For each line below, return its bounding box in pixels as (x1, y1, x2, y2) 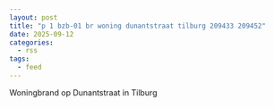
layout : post (9, 12, 58, 22)
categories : (9, 37, 54, 47)
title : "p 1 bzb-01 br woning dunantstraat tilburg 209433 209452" (9, 21, 267, 30)
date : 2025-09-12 (9, 29, 74, 38)
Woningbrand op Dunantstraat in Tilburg (9, 86, 158, 98)
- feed (17, 63, 42, 72)
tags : (9, 54, 30, 63)
